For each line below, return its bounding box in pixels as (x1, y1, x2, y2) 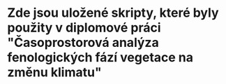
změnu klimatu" (7, 64, 103, 80)
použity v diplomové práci (7, 20, 162, 36)
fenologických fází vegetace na (7, 50, 194, 66)
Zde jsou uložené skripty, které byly (7, 5, 219, 21)
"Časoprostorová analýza (7, 35, 159, 50)
